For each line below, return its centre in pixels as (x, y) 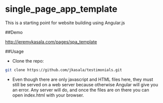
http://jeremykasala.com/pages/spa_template (51, 42)
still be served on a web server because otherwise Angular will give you (85, 84)
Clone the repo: (28, 61)
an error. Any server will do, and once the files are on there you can (81, 90)
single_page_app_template (61, 9)
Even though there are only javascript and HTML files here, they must (83, 79)
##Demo (14, 32)
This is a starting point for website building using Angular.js (65, 23)
